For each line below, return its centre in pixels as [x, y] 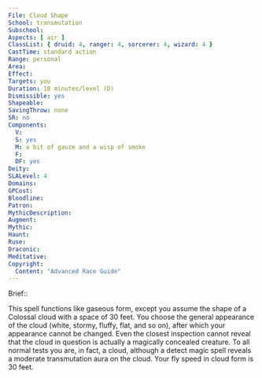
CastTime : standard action [52, 52]
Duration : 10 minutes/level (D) [61, 88]
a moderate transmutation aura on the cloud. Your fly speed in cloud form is [131, 359]
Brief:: [18, 294]
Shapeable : [26, 103]
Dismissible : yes [37, 96]
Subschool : [26, 30]
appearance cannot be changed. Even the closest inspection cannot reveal [129, 334]
